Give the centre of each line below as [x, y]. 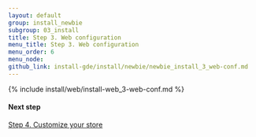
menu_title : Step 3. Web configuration [74, 45]
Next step [24, 107]
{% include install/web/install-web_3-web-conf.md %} [96, 89]
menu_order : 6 [32, 52]
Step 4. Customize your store [56, 124]
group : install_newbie [45, 23]
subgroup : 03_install [44, 30]
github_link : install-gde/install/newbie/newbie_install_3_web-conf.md [128, 67]
